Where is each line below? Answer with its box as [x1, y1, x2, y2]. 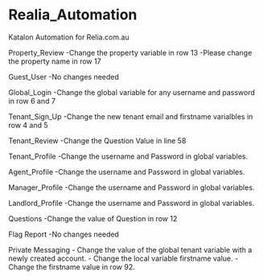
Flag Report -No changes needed [8, 229, 119, 239]
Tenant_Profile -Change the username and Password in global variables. [8, 151, 249, 161]
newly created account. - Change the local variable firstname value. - [8, 253, 239, 263]
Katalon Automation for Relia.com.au [8, 32, 130, 42]
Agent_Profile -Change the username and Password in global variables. [8, 167, 245, 176]
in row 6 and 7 [8, 96, 56, 105]
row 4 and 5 [8, 120, 48, 130]
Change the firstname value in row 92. [8, 261, 135, 271]
